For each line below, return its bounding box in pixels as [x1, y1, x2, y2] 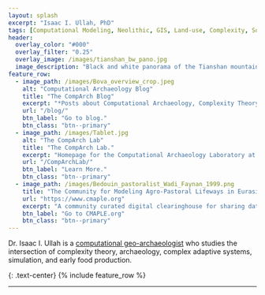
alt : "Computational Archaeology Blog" [22, 84, 154, 93]
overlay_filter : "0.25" [15, 48, 93, 56]
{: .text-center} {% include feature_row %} [8, 271, 146, 280]
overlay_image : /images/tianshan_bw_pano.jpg [15, 56, 168, 64]
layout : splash [8, 11, 58, 20]
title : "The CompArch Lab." [22, 144, 114, 151]
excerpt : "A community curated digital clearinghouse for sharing [22, 202, 245, 210]
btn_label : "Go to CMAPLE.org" [22, 210, 125, 218]
